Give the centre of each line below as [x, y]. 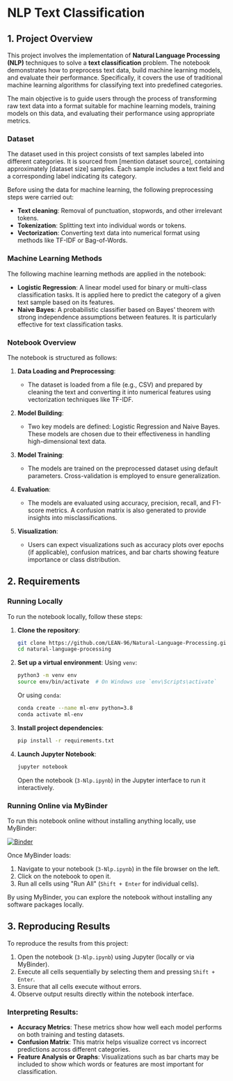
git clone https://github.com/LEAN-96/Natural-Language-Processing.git [123, 643]
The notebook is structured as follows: [62, 357]
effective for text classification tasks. [70, 324]
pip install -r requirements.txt [66, 740]
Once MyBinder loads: [39, 855]
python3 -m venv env [47, 676]
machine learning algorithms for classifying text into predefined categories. [115, 85]
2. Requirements [44, 582]
